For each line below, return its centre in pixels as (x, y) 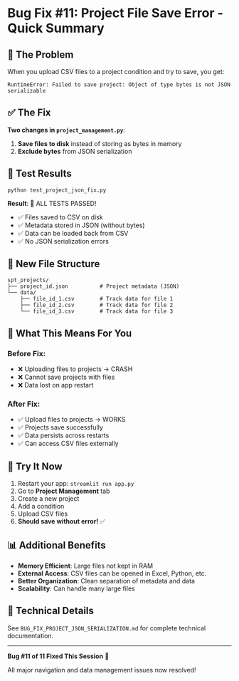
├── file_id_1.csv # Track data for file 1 (97, 299)
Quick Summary (56, 28)
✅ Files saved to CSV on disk (60, 217)
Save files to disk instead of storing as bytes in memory (100, 143)
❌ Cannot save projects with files (66, 377)
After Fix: (24, 404)
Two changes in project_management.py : (67, 130)
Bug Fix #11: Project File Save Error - (116, 13)
